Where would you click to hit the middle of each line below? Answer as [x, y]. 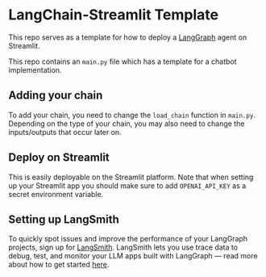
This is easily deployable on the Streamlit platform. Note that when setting [131, 177]
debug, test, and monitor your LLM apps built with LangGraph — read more [133, 256]
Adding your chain [56, 96]
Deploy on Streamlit [59, 158]
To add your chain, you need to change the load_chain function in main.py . [132, 115]
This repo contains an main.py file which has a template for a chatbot [123, 61]
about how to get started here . [59, 265]
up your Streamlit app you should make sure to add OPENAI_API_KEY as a [127, 185]
